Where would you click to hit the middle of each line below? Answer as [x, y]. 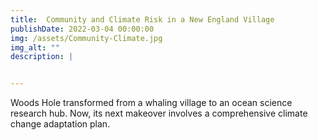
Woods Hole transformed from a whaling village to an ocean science [151, 103]
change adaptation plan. [60, 124]
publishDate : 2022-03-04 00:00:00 [82, 29]
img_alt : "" [35, 47]
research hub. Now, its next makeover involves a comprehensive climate [159, 113]
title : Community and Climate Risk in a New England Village [142, 19]
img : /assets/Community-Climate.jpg [86, 38]
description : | [42, 57]
